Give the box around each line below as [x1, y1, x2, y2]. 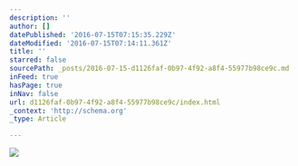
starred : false [9, 55, 67, 64]
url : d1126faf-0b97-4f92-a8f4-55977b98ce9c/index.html [9, 97, 221, 107]
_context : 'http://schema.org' [9, 106, 128, 115]
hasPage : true [9, 81, 63, 90]
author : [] [9, 22, 51, 31]
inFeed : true [9, 73, 59, 82]
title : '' [9, 47, 47, 56]
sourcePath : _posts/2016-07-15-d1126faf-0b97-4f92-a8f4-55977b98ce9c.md [9, 64, 290, 73]
